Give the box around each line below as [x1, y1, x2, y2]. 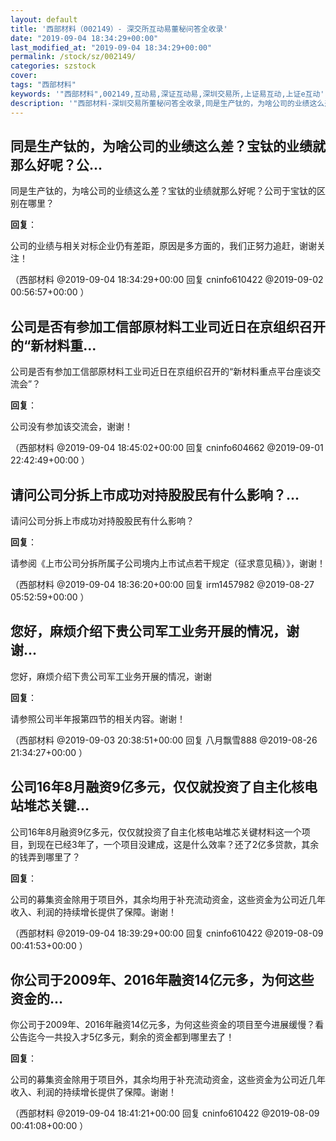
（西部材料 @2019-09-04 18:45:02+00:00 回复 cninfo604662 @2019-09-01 [10, 442, 324, 454]
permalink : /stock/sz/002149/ [10, 52, 137, 62]
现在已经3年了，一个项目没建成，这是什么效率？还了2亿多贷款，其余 [36, 838, 320, 850]
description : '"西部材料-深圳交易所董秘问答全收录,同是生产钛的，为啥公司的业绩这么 [10, 98, 325, 108]
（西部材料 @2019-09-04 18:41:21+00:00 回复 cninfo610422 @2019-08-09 [10, 1107, 320, 1120]
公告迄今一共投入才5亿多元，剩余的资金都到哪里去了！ [10, 1031, 235, 1043]
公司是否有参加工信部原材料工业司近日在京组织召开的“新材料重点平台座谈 [10, 366, 313, 378]
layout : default [10, 14, 78, 25]
